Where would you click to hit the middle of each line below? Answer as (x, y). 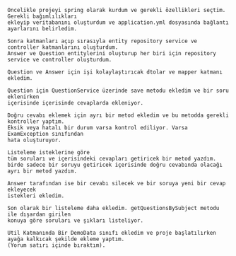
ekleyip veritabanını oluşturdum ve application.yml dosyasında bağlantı (118, 23)
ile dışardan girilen (39, 214)
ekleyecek (22, 190)
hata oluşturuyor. (34, 140)
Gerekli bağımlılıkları (42, 16)
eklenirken (23, 97)
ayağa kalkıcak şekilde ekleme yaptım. (66, 239)
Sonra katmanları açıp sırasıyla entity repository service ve (102, 41)
